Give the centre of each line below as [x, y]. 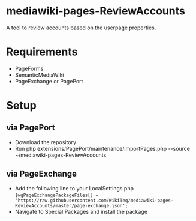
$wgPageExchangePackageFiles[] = [57, 195]
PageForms [29, 68]
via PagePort [31, 128]
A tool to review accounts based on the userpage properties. [81, 28]
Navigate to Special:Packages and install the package [81, 211]
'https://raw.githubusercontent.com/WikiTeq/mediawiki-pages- [94, 200]
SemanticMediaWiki [39, 75]
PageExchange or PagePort [49, 81]
